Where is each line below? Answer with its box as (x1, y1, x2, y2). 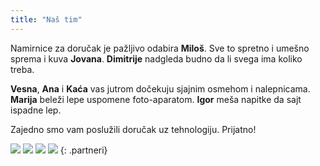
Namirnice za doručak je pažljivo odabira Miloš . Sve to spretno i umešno (10, 42, 310, 54)
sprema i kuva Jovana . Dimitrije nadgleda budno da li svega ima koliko (10, 52, 303, 65)
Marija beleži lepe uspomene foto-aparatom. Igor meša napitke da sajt (10, 93, 302, 105)
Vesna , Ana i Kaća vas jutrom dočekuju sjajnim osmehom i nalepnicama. (10, 82, 311, 95)
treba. (10, 63, 35, 75)
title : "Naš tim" (10, 14, 83, 25)
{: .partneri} (59, 144, 108, 156)
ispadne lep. (10, 104, 62, 116)
